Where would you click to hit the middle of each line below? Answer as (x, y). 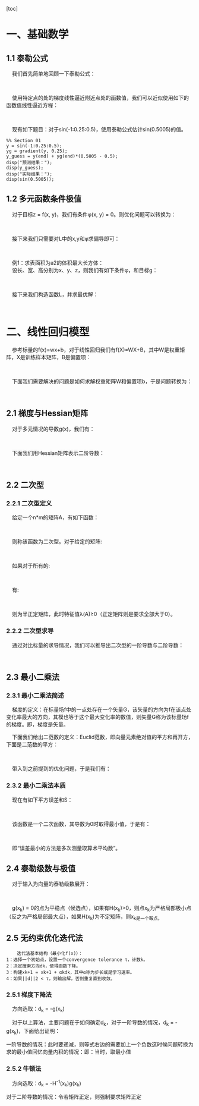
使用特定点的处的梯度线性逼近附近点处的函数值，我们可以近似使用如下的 (100, 98)
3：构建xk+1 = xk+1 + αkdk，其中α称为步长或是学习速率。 (70, 972)
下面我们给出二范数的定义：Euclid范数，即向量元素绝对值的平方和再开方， (102, 737)
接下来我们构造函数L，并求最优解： (55, 294)
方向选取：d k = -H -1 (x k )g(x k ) (46, 1083)
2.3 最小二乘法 (33, 677)
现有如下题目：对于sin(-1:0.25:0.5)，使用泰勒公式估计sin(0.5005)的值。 (99, 129)
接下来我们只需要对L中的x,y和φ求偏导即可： (66, 238)
